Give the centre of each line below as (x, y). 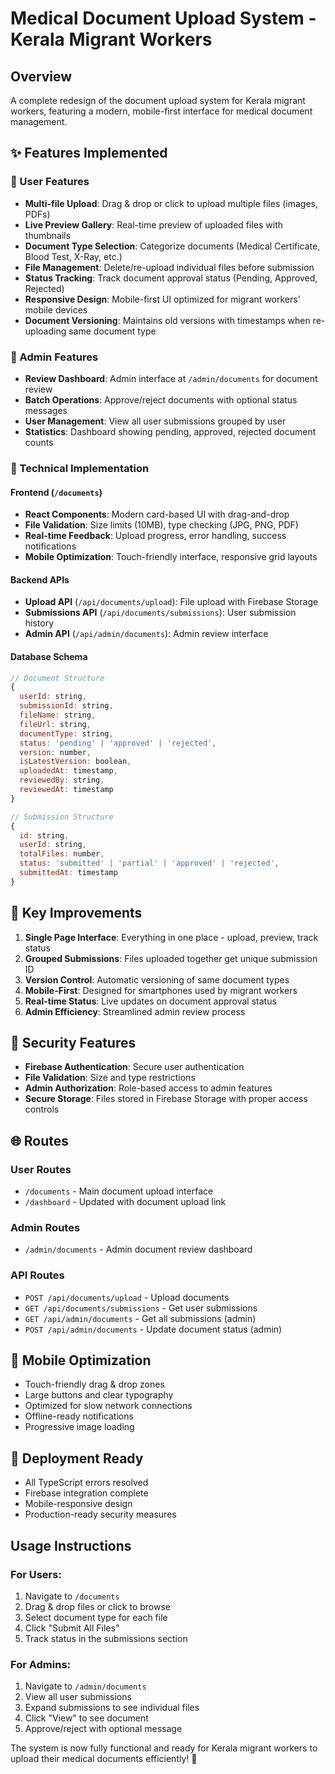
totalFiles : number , (62, 854)
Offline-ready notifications (79, 1416)
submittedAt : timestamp (68, 873)
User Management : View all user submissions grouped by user (155, 421)
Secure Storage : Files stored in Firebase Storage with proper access (166, 1099)
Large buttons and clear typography (99, 1395)
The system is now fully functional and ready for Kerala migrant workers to (164, 1748)
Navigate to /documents (72, 1596)
